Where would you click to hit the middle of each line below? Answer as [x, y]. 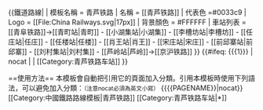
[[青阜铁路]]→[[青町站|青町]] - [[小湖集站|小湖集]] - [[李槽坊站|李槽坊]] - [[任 [131, 32]
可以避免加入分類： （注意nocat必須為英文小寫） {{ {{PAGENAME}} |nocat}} [132, 88]
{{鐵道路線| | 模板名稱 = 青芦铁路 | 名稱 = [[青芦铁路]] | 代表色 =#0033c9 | [128, 12]
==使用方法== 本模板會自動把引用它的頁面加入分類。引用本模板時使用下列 [128, 78]
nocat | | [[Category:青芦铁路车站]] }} [68, 61]
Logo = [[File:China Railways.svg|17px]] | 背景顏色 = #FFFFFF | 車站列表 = [127, 22]
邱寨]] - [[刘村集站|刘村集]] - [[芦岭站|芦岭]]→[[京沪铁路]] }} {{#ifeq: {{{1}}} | [131, 51]
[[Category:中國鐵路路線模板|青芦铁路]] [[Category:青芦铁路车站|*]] [118, 98]
